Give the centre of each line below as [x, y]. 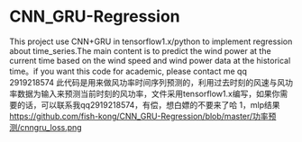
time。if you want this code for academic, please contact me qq [128, 71]
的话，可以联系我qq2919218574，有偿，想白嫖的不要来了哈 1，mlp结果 [148, 104]
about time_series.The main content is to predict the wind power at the [141, 50]
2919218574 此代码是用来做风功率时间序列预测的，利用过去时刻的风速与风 [147, 82]
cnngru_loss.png [51, 127]
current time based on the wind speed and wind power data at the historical [150, 60]
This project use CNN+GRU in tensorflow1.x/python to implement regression [151, 41]
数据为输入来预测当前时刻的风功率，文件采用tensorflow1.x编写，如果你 [148, 93]
